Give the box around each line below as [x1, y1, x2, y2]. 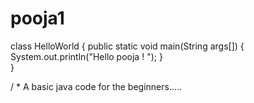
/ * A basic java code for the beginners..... [10, 80, 183, 92]
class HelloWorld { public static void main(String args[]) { [10, 40, 245, 52]
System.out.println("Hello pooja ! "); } [10, 50, 163, 62]
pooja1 [10, 7, 65, 30]
